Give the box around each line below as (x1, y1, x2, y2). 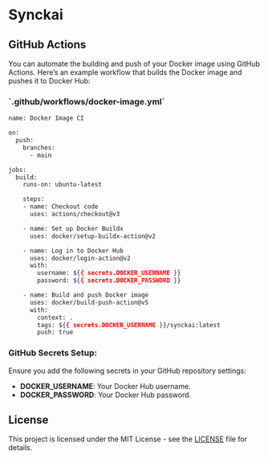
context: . (37, 314, 74, 322)
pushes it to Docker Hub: (8, 76, 91, 85)
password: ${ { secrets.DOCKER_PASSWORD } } (37, 277, 181, 285)
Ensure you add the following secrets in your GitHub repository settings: (8, 366, 246, 375)
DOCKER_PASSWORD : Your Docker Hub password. (19, 390, 192, 400)
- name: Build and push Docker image (22, 291, 149, 299)
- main (29, 151, 52, 159)
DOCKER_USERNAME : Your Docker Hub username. (19, 381, 191, 391)
